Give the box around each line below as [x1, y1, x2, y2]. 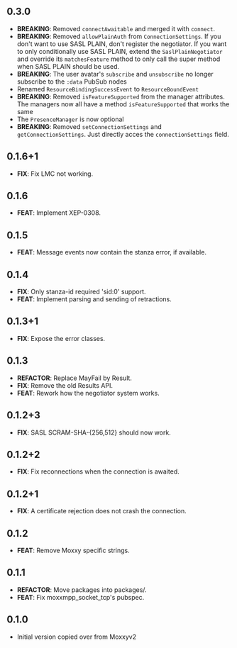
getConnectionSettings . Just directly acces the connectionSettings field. [16, 130, 230, 138]
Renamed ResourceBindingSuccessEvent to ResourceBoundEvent [16, 84, 199, 93]
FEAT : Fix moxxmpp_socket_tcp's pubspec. [16, 593, 145, 601]
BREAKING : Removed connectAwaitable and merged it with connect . [16, 24, 216, 33]
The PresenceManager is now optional [16, 115, 124, 123]
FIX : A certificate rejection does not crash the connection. [16, 507, 187, 515]
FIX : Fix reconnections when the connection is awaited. [16, 467, 180, 476]
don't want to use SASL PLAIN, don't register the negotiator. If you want [16, 39, 227, 48]
